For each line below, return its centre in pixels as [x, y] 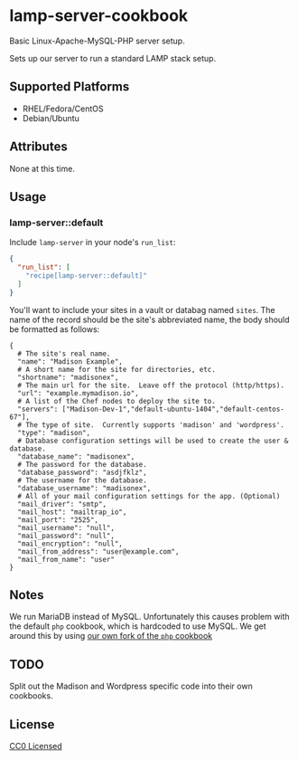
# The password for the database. [82, 464]
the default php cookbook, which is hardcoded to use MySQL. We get [138, 626]
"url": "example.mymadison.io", [79, 393]
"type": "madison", [54, 432]
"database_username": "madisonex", [84, 488]
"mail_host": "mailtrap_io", [72, 512]
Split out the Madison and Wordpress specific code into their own [131, 686]
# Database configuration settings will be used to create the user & [153, 441]
